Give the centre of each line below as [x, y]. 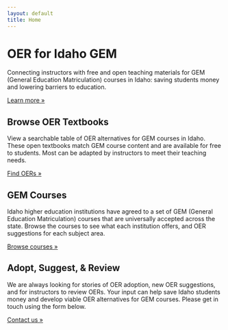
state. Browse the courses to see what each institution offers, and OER [107, 226]
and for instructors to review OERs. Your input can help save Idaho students [114, 292]
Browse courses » [33, 246]
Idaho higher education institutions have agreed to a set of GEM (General [110, 212]
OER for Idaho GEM [62, 54]
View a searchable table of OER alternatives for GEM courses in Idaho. [106, 138]
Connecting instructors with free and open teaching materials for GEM [106, 73]
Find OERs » [25, 174]
